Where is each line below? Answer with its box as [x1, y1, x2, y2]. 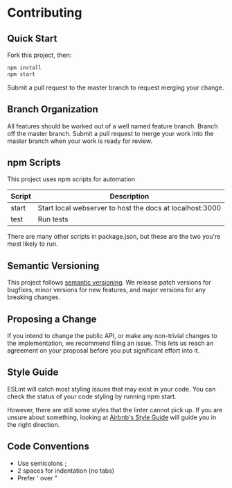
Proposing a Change [7, 313, 97, 325]
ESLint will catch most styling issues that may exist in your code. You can [7, 385, 216, 393]
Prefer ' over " [17, 473, 57, 482]
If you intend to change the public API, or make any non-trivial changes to [7, 332, 217, 339]
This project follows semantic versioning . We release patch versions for [7, 278, 211, 287]
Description [109, 192, 150, 201]
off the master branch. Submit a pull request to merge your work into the [7, 129, 214, 137]
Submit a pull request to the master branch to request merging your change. [7, 83, 224, 92]
